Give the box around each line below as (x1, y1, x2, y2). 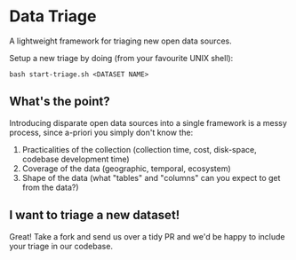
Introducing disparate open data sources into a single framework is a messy (9, 117, 287, 128)
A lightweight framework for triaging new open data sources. (9, 35, 233, 46)
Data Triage (9, 6, 97, 27)
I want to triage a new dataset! (9, 208, 180, 223)
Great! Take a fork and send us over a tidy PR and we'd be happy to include (9, 231, 286, 241)
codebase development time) (21, 154, 131, 164)
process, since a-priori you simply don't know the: (9, 127, 194, 138)
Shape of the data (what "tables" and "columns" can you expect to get (21, 172, 281, 183)
